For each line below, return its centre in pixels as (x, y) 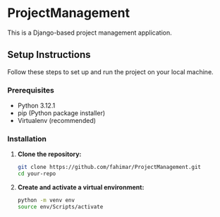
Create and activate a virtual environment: (81, 187)
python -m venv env (46, 200)
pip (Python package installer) (61, 113)
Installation (27, 139)
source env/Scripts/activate (60, 206)
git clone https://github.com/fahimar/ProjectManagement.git (109, 168)
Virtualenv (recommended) (57, 121)
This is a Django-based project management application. (90, 33)
